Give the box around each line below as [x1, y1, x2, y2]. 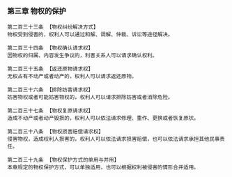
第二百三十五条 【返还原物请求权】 [7, 66, 94, 72]
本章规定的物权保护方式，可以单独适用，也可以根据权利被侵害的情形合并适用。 [7, 164, 199, 171]
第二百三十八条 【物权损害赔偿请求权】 [7, 128, 105, 135]
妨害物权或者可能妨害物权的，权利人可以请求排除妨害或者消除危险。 [7, 94, 173, 101]
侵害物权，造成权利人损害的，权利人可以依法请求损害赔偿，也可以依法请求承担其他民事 [7, 136, 220, 143]
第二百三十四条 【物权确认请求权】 [7, 45, 94, 52]
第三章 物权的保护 [7, 6, 66, 15]
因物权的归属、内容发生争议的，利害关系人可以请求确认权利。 [7, 52, 158, 59]
